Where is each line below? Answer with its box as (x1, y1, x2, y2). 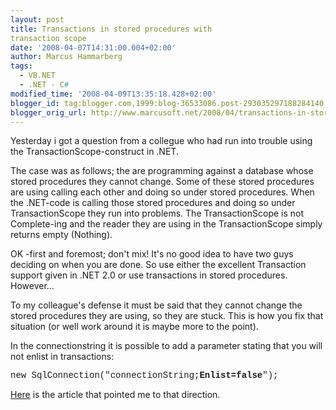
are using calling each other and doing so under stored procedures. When (10, 186, 315, 198)
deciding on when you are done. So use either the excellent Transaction (10, 259, 307, 271)
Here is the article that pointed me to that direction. (10, 389, 221, 401)
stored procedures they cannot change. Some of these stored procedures (10, 176, 315, 188)
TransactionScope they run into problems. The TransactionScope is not (10, 207, 305, 220)
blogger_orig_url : (10, 107, 87, 118)
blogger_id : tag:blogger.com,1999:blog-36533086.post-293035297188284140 (10, 98, 325, 108)
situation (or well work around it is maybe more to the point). (10, 321, 259, 333)
